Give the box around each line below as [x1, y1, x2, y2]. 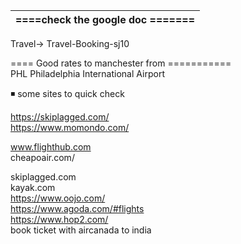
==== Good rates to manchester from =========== [10, 57, 232, 69]
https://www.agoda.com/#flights [10, 203, 145, 214]
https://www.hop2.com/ [10, 214, 109, 225]
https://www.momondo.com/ [10, 122, 130, 133]
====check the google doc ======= [15, 13, 195, 26]
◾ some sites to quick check [10, 88, 125, 99]
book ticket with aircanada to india [10, 224, 152, 236]
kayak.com [10, 182, 56, 193]
